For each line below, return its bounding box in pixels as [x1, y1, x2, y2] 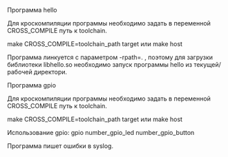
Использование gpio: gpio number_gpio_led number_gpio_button [7, 129, 195, 136]
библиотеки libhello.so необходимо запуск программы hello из [7, 61, 192, 68]
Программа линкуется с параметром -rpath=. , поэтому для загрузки [7, 53, 213, 61]
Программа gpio [7, 81, 57, 89]
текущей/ [193, 61, 221, 68]
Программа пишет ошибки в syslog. [7, 142, 114, 150]
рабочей [7, 68, 32, 76]
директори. [33, 68, 68, 76]
